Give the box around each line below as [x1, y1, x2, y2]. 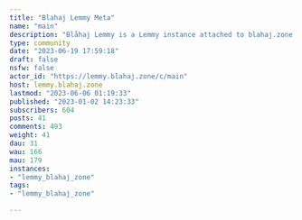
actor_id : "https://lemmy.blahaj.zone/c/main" [9, 72, 188, 81]
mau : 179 [9, 155, 42, 165]
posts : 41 [9, 114, 47, 123]
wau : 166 [9, 147, 42, 156]
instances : [9, 164, 51, 173]
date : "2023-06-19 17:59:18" [9, 47, 119, 56]
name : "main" [9, 22, 59, 31]
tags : [9, 181, 30, 190]
